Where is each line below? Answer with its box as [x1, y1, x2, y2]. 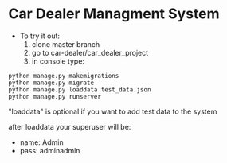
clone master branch [31, 39, 100, 49]
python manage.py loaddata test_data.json [8, 85, 151, 94]
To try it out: [19, 31, 61, 41]
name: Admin [19, 137, 64, 147]
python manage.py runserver [8, 92, 102, 100]
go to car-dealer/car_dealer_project [31, 48, 149, 57]
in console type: [31, 56, 85, 66]
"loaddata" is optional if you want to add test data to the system [8, 107, 217, 116]
